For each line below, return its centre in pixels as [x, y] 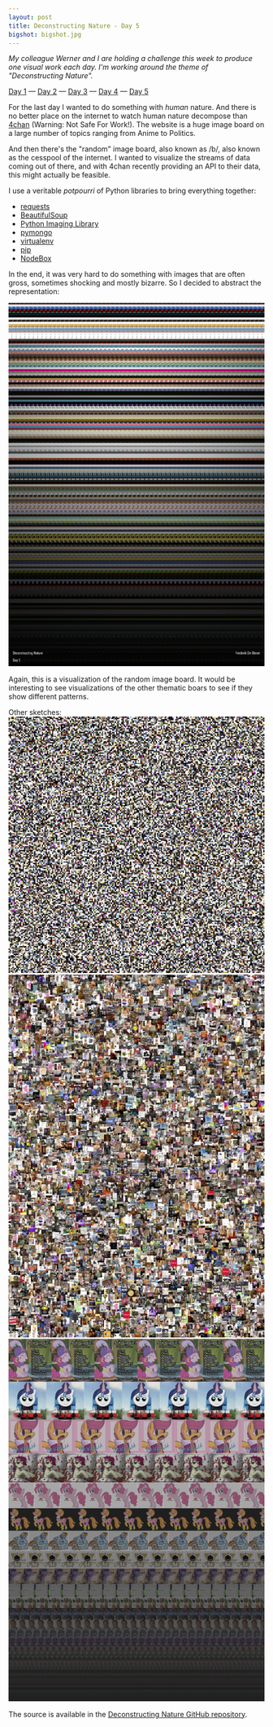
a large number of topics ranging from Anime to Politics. [102, 134]
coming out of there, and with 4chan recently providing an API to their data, [135, 166]
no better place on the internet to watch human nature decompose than [128, 116]
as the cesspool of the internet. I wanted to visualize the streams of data [129, 158]
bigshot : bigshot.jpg [45, 34]
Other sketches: [35, 712]
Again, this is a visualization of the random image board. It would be [122, 679]
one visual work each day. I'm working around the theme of [108, 67]
